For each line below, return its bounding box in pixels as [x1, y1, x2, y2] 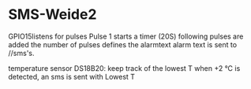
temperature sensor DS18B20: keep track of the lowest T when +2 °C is [8, 63, 241, 72]
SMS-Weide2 [8, 6, 97, 24]
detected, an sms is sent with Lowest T [8, 72, 136, 81]
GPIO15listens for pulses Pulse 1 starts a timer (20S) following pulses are [8, 32, 244, 41]
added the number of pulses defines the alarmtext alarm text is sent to [8, 39, 238, 49]
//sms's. [8, 48, 35, 57]
